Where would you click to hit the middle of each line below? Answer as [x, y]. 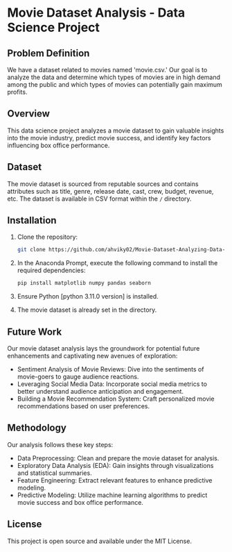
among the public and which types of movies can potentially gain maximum [115, 84]
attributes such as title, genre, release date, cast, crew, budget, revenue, [110, 191]
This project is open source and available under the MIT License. [100, 541]
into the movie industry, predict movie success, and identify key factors [109, 137]
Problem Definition [48, 53]
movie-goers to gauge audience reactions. [78, 377]
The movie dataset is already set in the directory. [87, 310]
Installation [32, 220]
